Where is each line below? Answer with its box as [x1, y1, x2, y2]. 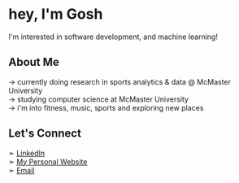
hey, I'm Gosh [8, 5, 103, 24]
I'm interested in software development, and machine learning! [8, 32, 218, 41]
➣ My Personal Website [8, 156, 88, 167]
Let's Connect [8, 127, 81, 141]
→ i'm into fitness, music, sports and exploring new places [8, 102, 204, 112]
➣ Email [8, 165, 35, 175]
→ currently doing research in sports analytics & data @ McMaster [8, 76, 232, 86]
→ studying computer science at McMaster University [8, 94, 189, 104]
